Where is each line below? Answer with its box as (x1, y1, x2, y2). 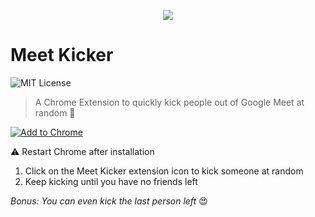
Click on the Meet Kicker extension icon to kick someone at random (24, 165, 304, 177)
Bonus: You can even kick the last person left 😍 (10, 195, 208, 207)
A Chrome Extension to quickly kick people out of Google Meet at (34, 96, 305, 108)
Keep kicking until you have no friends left (24, 175, 198, 187)
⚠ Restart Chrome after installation (10, 145, 155, 157)
